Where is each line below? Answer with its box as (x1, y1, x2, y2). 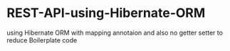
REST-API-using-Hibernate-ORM (6, 5, 206, 21)
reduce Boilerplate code (6, 35, 78, 44)
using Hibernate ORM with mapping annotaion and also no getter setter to (6, 28, 224, 37)
